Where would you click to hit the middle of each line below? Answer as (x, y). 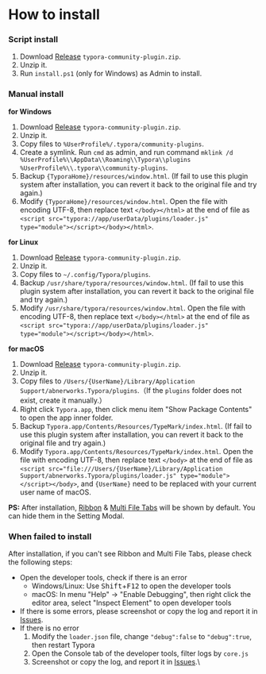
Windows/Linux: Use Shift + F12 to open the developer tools (131, 586)
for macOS (26, 349)
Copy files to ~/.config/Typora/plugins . (85, 274)
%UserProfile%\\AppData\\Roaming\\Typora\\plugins (105, 160)
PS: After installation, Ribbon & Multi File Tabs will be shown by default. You (132, 507)
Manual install (36, 94)
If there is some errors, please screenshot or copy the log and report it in (139, 611)
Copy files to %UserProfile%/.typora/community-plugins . (112, 144)
